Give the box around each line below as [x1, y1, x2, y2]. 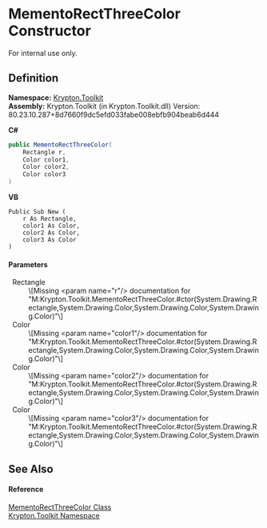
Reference [8, 485, 44, 494]
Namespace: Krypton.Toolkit [8, 93, 104, 102]
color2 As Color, [22, 229, 81, 237]
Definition [8, 71, 58, 85]
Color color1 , [22, 155, 70, 164]
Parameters [8, 259, 48, 269]
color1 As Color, [22, 222, 81, 230]
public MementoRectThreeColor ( [8, 141, 113, 149]
